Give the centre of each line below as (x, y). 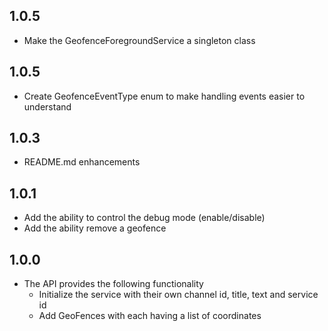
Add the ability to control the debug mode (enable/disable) (144, 218)
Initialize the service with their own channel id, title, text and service (178, 295)
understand (47, 106)
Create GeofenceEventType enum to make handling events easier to (164, 96)
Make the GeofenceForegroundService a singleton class (139, 40)
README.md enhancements (82, 162)
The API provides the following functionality (113, 284)
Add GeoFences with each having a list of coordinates (150, 316)
